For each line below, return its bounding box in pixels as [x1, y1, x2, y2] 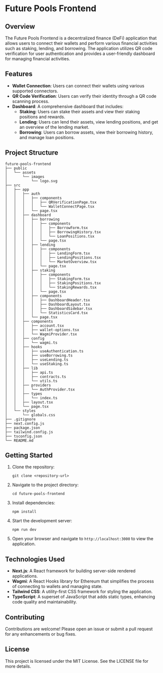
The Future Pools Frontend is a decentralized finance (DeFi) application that [5, 35, 157, 41]
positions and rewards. [19, 114, 66, 120]
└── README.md [5, 438, 34, 443]
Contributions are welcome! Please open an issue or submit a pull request [5, 626, 153, 632]
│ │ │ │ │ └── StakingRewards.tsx [5, 285, 97, 290]
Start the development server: [12, 518, 72, 524]
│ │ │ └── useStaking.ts [5, 361, 69, 366]
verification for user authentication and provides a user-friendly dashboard [5, 51, 155, 56]
